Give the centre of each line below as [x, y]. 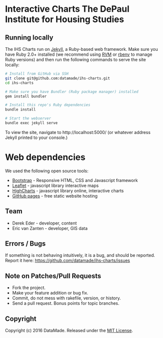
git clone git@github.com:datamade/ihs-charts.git [58, 78]
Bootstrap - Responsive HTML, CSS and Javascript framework [75, 180]
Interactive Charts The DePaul [67, 9]
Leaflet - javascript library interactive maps [55, 185]
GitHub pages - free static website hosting [55, 196]
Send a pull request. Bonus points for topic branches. [66, 303]
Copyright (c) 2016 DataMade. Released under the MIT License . [69, 331]
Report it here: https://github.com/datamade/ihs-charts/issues [68, 261]
